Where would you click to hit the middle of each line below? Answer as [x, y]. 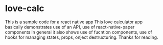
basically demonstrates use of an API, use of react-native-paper [70, 27]
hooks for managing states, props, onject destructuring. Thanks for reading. [81, 37]
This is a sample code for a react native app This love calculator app [74, 22]
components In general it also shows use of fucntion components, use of [79, 32]
